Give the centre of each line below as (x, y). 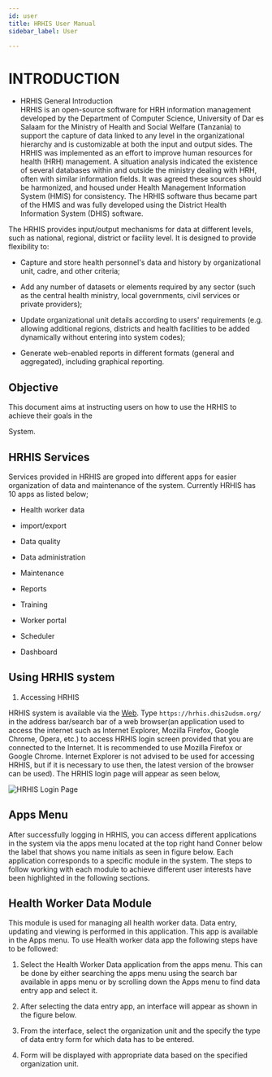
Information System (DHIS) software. (82, 213)
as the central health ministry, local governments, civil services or (130, 296)
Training (34, 604)
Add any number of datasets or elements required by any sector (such (138, 287)
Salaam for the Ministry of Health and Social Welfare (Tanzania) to (131, 127)
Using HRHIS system (62, 677)
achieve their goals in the (51, 415)
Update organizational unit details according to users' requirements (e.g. (141, 320)
